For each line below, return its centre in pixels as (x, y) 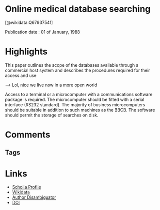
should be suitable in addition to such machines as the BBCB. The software (80, 110)
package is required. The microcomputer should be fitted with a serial (75, 99)
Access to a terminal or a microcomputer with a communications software (79, 94)
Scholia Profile (26, 187)
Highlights (26, 52)
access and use (21, 75)
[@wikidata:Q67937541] (29, 22)
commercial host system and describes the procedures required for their (78, 70)
